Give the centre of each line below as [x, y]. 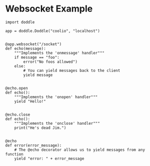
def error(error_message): [33, 145]
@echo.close [18, 114]
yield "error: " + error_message [49, 158]
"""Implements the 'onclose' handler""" [57, 123]
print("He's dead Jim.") [40, 128]
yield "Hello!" [30, 101]
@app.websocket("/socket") [33, 44]
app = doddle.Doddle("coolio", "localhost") [53, 31]
